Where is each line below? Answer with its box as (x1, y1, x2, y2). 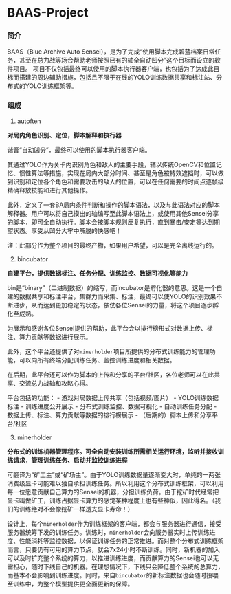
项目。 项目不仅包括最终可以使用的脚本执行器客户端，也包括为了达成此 (12, 65, 214, 73)
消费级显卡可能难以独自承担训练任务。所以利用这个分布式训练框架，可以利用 (7, 479, 224, 487)
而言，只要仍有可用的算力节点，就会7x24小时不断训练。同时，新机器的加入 (7, 545, 220, 553)
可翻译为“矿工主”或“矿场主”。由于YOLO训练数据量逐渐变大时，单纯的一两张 (7, 470, 221, 478)
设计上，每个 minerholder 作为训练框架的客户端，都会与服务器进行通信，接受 (7, 519, 222, 527)
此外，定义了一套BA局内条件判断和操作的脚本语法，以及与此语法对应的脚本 (7, 201, 220, 209)
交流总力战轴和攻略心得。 (19, 379, 91, 387)
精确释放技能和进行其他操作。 (7, 186, 91, 194)
